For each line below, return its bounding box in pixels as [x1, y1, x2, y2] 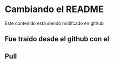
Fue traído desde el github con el [5, 35, 109, 43]
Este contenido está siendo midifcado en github [5, 20, 104, 26]
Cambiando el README [5, 4, 104, 15]
